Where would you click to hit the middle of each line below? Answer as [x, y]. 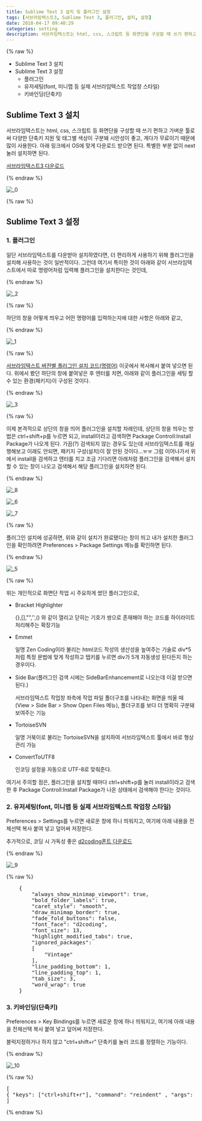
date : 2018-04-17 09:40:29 [40, 23]
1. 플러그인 [21, 241]
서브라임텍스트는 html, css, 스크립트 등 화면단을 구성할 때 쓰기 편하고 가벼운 [95, 130]
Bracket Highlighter [39, 605]
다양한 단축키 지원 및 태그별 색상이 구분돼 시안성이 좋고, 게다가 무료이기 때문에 [104, 138]
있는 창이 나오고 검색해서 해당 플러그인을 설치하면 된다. [83, 466]
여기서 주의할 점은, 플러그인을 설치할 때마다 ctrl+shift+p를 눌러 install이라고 [95, 782]
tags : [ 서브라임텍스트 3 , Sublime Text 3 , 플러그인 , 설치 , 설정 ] [79, 17]
